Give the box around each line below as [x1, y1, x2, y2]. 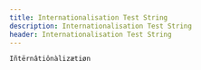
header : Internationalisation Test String [9, 30, 172, 39]
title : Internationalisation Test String [9, 13, 168, 22]
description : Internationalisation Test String [9, 22, 193, 31]
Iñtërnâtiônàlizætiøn [9, 55, 91, 64]
